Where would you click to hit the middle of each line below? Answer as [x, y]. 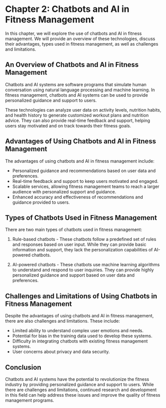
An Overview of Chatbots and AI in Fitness [72, 65]
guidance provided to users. [41, 202]
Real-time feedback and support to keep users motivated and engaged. [85, 181]
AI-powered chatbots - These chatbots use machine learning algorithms [86, 265]
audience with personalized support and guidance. [64, 191]
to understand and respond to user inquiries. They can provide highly [83, 270]
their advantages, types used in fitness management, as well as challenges [82, 44]
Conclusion [23, 367]
